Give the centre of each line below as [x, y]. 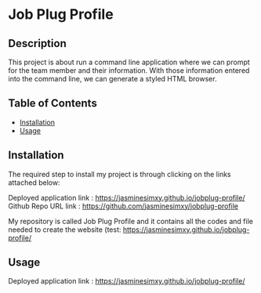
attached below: [34, 183]
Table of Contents [53, 103]
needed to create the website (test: [65, 230]
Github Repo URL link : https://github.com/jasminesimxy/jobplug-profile [123, 206]
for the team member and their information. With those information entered [129, 71]
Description [37, 43]
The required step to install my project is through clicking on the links [120, 174]
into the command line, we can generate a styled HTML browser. [112, 79]
